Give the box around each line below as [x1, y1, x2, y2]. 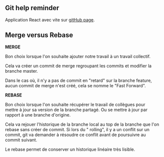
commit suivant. [5, 137, 38, 143]
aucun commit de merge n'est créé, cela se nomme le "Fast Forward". [5, 82, 146, 88]
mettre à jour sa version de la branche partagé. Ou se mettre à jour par [5, 107, 148, 113]
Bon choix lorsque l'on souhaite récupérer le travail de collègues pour [5, 101, 145, 107]
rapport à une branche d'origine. [5, 112, 71, 118]
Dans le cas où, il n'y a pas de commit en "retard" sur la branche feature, [5, 78, 152, 83]
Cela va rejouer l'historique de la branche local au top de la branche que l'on [5, 121, 160, 127]
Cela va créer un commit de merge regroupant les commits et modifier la [5, 63, 152, 69]
